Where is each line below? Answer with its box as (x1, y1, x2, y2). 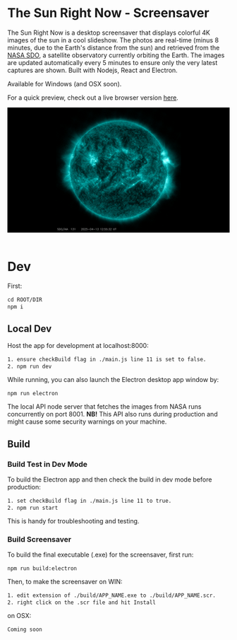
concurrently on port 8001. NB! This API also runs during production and (7, 410, 218, 419)
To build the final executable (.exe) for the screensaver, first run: (7, 550, 194, 559)
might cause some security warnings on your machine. (7, 417, 167, 426)
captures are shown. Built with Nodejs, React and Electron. (7, 66, 178, 74)
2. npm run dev (7, 363, 52, 371)
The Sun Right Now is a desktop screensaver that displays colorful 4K (7, 28, 210, 37)
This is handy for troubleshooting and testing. (7, 516, 140, 525)
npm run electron (7, 390, 59, 397)
